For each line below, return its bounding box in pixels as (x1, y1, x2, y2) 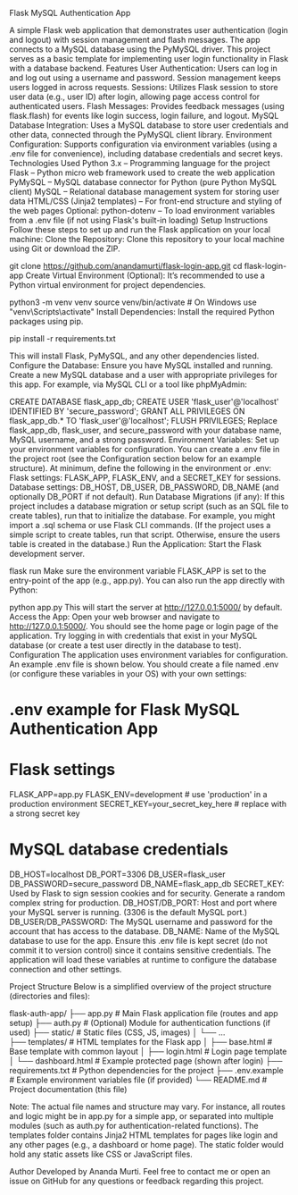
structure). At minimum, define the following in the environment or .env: (9, 463, 272, 473)
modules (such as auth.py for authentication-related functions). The (9, 1121, 259, 1132)
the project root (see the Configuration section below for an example (9, 453, 261, 464)
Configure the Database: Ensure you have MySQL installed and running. (9, 360, 274, 370)
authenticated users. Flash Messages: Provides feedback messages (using (9, 101, 286, 111)
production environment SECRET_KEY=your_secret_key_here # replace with (9, 799, 287, 810)
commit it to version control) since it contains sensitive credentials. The (9, 945, 271, 955)
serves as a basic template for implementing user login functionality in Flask (9, 54, 289, 63)
